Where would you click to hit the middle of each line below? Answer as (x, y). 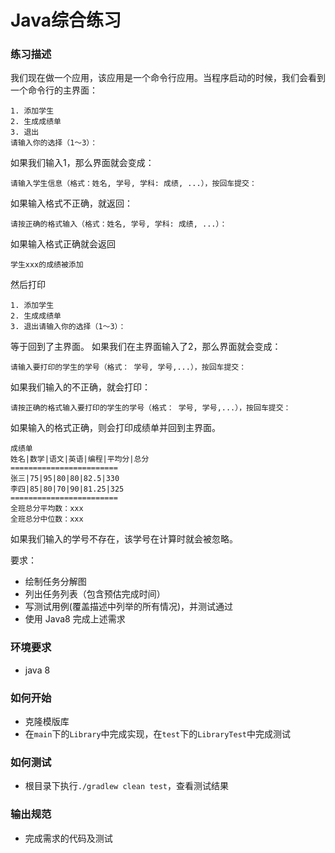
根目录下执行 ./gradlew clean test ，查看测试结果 (126, 786)
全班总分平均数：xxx (47, 509)
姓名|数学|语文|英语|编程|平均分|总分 (80, 459)
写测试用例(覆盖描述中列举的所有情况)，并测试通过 (129, 607)
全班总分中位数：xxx (47, 519)
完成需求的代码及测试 (68, 838)
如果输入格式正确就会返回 (63, 244)
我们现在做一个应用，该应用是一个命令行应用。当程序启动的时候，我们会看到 (168, 78)
